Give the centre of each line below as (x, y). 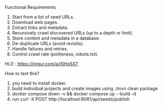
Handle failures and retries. (40, 49)
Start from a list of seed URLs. (43, 17)
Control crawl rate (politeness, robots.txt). (55, 54)
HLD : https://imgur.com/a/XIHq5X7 (41, 64)
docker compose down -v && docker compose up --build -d (74, 94)
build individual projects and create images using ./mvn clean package (85, 88)
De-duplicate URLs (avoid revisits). (48, 43)
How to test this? (22, 73)
